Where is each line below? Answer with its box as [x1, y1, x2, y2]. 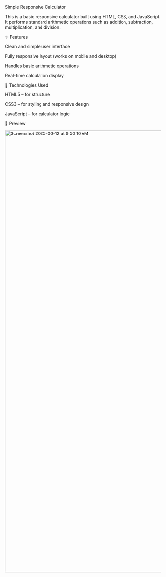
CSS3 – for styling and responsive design [5, 101, 89, 107]
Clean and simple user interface [5, 44, 70, 49]
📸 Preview [5, 121, 26, 126]
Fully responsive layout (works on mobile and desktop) [5, 53, 117, 59]
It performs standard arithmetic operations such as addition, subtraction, [5, 19, 153, 25]
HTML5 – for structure [5, 91, 50, 97]
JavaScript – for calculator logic [5, 111, 70, 117]
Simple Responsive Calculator [5, 4, 66, 10]
